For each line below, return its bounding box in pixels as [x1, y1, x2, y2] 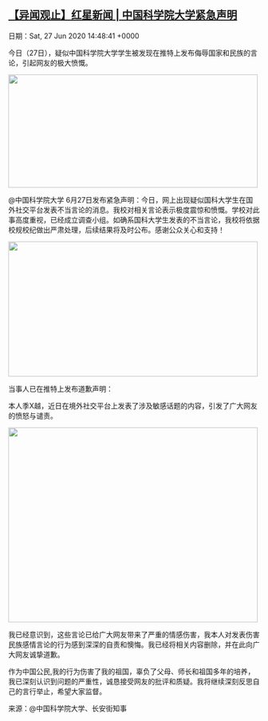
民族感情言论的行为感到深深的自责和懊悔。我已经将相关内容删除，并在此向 [8, 640, 253, 649]
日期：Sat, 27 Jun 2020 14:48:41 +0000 [8, 31, 140, 41]
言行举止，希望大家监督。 [22, 686, 106, 696]
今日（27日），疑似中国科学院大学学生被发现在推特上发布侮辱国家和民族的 [8, 48, 251, 57]
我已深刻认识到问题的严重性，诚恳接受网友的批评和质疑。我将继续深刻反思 [8, 676, 253, 686]
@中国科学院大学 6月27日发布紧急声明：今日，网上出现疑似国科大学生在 [8, 195, 246, 204]
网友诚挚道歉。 [14, 649, 65, 659]
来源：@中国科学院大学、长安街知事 [8, 703, 128, 713]
